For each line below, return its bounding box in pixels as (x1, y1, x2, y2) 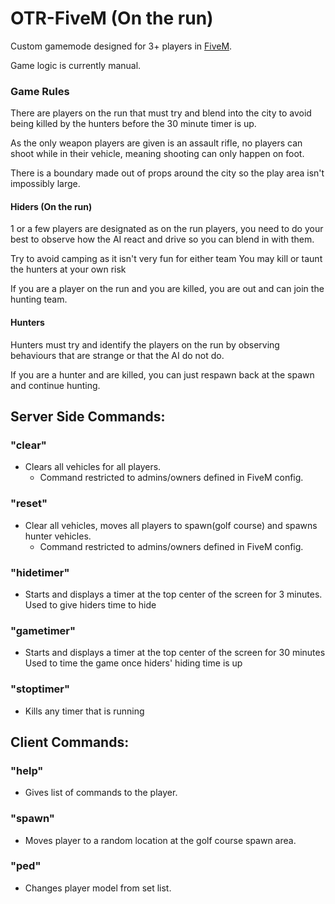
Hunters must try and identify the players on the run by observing (10, 338, 280, 351)
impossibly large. (10, 178, 81, 190)
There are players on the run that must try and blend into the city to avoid (10, 107, 312, 119)
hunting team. (10, 293, 68, 306)
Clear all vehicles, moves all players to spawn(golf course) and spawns (24, 519, 318, 531)
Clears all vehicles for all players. (24, 461, 162, 473)
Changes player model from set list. (24, 882, 172, 894)
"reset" (10, 497, 48, 511)
